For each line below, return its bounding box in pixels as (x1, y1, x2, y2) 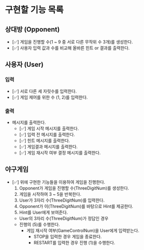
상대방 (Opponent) (5, 25, 60, 33)
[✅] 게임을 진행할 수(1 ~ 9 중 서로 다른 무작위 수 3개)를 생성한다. (12, 39, 133, 45)
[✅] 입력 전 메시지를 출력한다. (19, 131, 75, 137)
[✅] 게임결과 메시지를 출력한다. (19, 143, 78, 149)
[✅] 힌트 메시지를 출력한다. (19, 138, 70, 143)
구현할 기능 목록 (5, 4, 64, 16)
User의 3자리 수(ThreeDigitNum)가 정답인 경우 (19, 215, 109, 221)
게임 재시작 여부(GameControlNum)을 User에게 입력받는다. (26, 227, 139, 233)
